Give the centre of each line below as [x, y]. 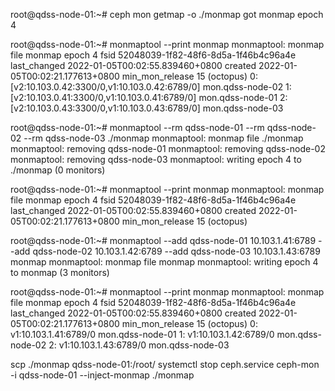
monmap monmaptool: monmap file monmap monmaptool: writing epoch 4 [164, 262]
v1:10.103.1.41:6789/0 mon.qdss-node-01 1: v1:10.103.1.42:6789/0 [142, 334]
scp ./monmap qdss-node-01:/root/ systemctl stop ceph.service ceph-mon [165, 364]
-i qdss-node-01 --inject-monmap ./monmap [102, 375]
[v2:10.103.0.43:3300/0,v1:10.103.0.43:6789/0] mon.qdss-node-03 [147, 108]
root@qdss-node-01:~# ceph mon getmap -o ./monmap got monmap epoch [167, 14]
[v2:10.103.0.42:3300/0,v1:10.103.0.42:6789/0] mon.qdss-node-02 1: [151, 87]
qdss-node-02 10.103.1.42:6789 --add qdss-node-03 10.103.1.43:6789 [176, 251]
